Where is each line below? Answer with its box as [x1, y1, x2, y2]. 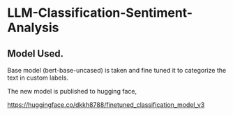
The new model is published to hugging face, [7, 87, 137, 95]
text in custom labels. [7, 73, 68, 82]
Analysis [7, 20, 59, 36]
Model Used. [7, 48, 64, 59]
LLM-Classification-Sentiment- [7, 5, 193, 21]
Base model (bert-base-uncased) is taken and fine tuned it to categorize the [7, 66, 227, 74]
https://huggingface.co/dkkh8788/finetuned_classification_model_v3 [7, 101, 205, 109]
